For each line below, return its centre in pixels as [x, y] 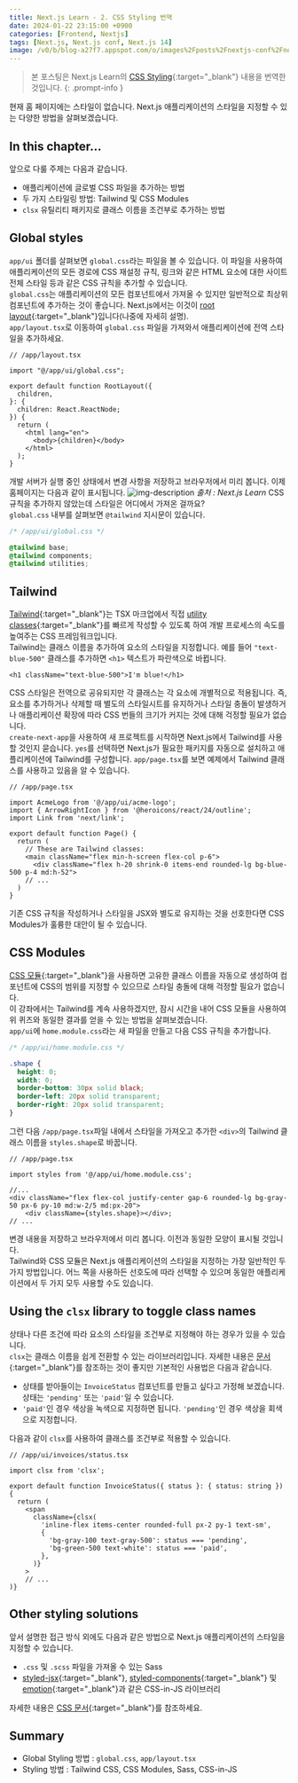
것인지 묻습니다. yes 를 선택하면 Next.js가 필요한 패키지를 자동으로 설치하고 [147, 748]
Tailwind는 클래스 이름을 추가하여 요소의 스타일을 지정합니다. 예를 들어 [131, 648]
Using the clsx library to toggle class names [133, 1312]
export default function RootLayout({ [81, 386]
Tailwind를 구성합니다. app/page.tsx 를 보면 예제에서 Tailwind [161, 759]
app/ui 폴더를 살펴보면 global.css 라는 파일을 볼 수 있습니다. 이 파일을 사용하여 [146, 260]
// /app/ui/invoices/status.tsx [69, 1455]
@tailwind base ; [39, 547]
